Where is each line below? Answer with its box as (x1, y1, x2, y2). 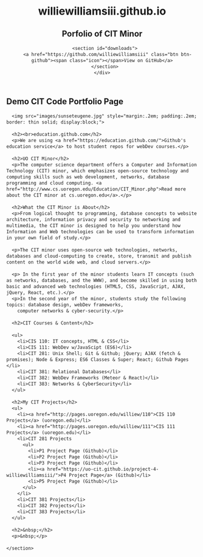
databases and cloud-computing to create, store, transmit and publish (6, 253, 191, 259)
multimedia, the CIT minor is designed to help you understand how (6, 223, 181, 229)
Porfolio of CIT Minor (61, 29, 143, 39)
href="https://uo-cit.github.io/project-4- (47, 466, 159, 472)
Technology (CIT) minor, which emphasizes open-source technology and (6, 168, 189, 174)
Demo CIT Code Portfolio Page (6, 96, 123, 107)
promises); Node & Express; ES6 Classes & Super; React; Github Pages (6, 357, 189, 363)
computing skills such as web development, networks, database (6, 174, 170, 180)
